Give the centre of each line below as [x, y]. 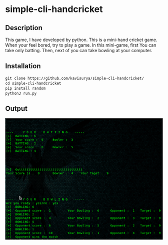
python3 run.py [21, 93]
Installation [23, 66]
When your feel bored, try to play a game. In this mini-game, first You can [81, 45]
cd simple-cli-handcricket [33, 83]
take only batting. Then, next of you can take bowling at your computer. [79, 50]
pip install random [25, 88]
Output [16, 109]
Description [24, 28]
